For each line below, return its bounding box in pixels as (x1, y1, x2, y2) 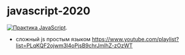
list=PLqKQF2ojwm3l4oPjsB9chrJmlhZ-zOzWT (15, 42, 133, 49)
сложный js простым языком (15, 35, 91, 42)
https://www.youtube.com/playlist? (92, 35, 179, 42)
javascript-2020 (7, 4, 91, 18)
